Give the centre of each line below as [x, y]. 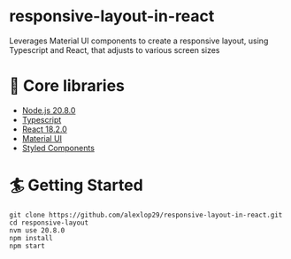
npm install [31, 238]
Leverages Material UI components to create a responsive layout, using [139, 41]
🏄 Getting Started [76, 185]
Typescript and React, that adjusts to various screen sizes [115, 50]
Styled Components [58, 148]
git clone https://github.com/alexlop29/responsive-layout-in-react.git [146, 215]
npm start [27, 246]
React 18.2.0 [45, 129]
